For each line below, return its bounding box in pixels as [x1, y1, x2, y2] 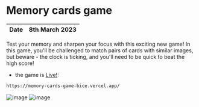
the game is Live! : [14, 71, 59, 78]
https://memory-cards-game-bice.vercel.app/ [6, 82, 120, 89]
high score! [6, 60, 34, 67]
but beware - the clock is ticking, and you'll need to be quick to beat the [6, 53, 185, 60]
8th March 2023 [29, 25, 77, 34]
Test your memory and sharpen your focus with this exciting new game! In [6, 40, 191, 47]
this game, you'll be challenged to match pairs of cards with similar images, [6, 46, 194, 54]
